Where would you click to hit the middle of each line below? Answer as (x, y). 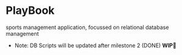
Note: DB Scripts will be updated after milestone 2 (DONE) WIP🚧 (95, 45)
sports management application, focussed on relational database (87, 27)
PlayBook (30, 11)
